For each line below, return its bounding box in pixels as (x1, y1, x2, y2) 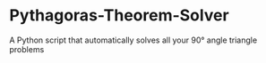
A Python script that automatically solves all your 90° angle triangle (9, 35, 258, 45)
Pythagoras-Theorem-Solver (9, 5, 230, 26)
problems (9, 43, 45, 54)
